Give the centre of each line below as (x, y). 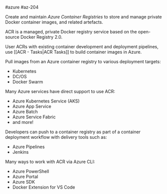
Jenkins (20, 152)
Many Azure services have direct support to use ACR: (60, 91)
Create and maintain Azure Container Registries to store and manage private (83, 17)
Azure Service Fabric (34, 117)
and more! (23, 122)
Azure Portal (25, 177)
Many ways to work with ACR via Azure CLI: (50, 162)
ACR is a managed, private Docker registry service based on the (71, 32)
